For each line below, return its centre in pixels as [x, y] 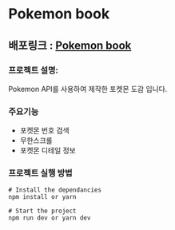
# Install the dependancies [55, 190]
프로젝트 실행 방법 [41, 173]
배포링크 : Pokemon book [70, 45]
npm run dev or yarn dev [50, 218]
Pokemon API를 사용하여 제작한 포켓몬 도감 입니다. [88, 89]
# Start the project [43, 211]
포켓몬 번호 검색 [44, 131]
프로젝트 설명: [33, 70]
